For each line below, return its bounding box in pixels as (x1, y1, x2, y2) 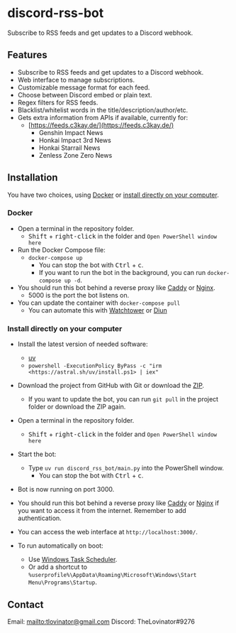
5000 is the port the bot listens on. (28, 291, 130, 299)
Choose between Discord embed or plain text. (17, 90, 152, 99)
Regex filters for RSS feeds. (17, 98, 99, 107)
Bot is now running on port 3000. (17, 485, 115, 494)
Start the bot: (17, 450, 57, 459)
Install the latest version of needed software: (17, 340, 148, 349)
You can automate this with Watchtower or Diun (28, 305, 168, 314)
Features (7, 49, 47, 61)
